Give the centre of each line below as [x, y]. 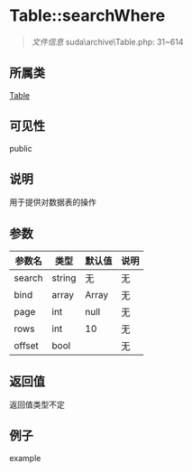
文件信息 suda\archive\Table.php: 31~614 [107, 42]
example [25, 458]
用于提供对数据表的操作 [53, 202]
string [64, 278]
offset [26, 346]
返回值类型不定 [37, 404]
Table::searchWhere [87, 16]
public [21, 148]
